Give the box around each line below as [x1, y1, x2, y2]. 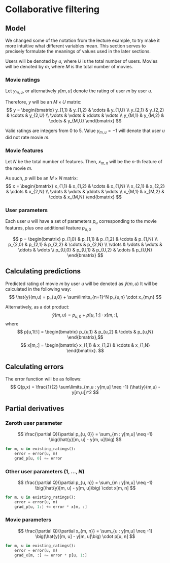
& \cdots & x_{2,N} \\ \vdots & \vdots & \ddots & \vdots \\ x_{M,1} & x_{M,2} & [6, 188, 165, 194]
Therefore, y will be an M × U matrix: [5, 99, 82, 105]
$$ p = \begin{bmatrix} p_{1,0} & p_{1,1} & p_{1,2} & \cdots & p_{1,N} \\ [12, 236, 158, 242]
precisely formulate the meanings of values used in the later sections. [5, 48, 151, 54]
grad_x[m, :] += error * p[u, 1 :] [14, 552, 87, 558]
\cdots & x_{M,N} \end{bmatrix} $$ [49, 194, 122, 200]
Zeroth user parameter [5, 419, 62, 426]
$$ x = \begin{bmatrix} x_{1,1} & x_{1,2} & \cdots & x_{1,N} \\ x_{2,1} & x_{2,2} [6, 183, 165, 189]
